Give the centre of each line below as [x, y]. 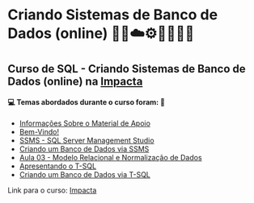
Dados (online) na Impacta [75, 81]
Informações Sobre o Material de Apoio [85, 123]
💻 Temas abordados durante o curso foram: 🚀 [87, 102]
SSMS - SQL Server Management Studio [87, 140]
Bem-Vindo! [39, 131]
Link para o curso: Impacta [52, 190]
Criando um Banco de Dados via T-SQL [85, 174]
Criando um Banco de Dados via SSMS [84, 149]
